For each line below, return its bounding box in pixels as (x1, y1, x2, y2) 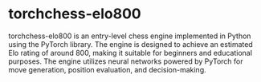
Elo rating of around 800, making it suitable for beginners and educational (8, 48, 253, 57)
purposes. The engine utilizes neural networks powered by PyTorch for (8, 57, 243, 66)
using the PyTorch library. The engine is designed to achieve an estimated (8, 39, 253, 49)
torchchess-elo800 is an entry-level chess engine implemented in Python (8, 31, 251, 41)
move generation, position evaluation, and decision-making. (8, 64, 206, 74)
